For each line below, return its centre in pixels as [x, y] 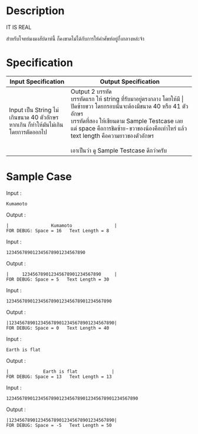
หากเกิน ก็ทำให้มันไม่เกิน [36, 124]
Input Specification [37, 81]
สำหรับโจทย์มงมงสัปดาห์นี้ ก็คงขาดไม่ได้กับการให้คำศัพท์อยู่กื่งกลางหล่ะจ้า [75, 38]
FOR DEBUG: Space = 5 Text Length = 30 [58, 279]
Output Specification [130, 81]
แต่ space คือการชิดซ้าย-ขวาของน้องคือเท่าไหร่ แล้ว [129, 128]
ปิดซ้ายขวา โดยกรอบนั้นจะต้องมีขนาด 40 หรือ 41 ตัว [129, 106]
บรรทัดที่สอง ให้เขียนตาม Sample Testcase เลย [127, 121]
